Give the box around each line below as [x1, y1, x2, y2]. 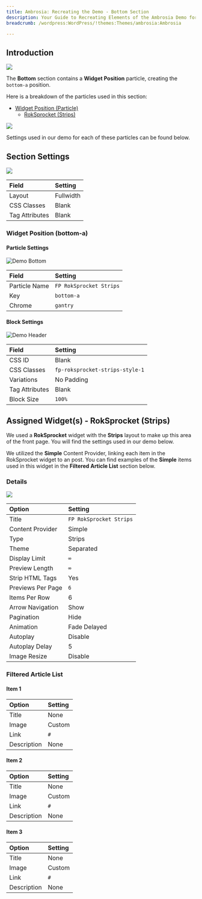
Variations [9, 376, 38, 384]
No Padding [55, 376, 88, 384]
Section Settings [6, 151, 70, 161]
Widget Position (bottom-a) [6, 229, 88, 237]
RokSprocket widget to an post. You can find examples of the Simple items [6, 456, 192, 464]
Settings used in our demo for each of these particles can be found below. [6, 134, 191, 142]
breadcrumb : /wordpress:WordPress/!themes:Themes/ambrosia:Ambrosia [6, 20, 182, 26]
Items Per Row [9, 594, 50, 602]
